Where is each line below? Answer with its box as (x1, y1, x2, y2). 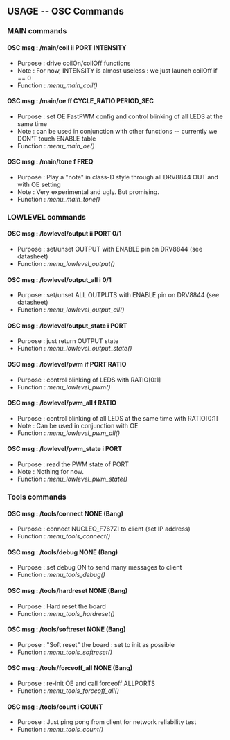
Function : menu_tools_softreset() (17, 648, 113, 656)
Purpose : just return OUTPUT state (17, 337, 119, 345)
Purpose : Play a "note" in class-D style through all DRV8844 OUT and (17, 173, 218, 181)
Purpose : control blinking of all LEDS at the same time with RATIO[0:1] (17, 414, 218, 422)
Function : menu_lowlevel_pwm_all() (17, 429, 121, 437)
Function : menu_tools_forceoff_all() (17, 687, 120, 695)
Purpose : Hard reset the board (17, 602, 106, 610)
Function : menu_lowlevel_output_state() (17, 344, 132, 353)
